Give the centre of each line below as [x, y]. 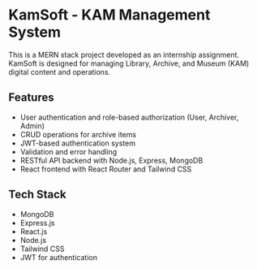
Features [31, 98]
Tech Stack [37, 195]
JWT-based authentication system [78, 143]
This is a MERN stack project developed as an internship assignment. [124, 54]
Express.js [37, 223]
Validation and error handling [69, 151]
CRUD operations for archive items [78, 134]
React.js [34, 231]
